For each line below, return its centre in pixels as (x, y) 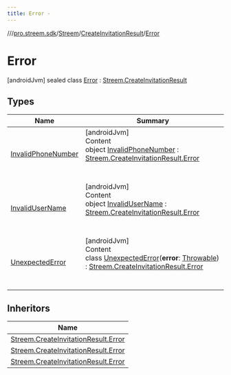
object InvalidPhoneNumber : (132, 150)
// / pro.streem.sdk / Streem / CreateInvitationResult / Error (84, 33)
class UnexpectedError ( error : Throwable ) (152, 258)
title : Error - (29, 13)
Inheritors (29, 308)
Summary (153, 121)
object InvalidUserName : (126, 204)
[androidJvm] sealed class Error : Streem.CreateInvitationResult (97, 80)
